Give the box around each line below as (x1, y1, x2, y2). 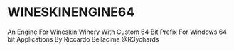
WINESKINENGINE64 (7, 4, 135, 20)
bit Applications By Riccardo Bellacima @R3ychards (7, 35, 159, 43)
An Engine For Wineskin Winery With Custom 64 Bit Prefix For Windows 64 (7, 27, 228, 36)
